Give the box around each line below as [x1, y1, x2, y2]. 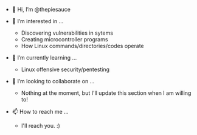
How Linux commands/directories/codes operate [21, 43, 144, 49]
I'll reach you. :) [21, 122, 61, 129]
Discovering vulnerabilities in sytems [21, 29, 114, 36]
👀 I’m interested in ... [12, 18, 64, 24]
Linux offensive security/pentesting [21, 66, 110, 73]
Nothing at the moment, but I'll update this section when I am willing [21, 89, 192, 97]
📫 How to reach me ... [12, 108, 69, 115]
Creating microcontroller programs [21, 36, 108, 43]
